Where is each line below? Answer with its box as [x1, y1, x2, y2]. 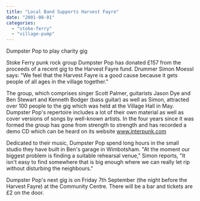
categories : [6, 20, 36, 26]
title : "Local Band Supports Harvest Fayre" [6, 8, 119, 15]
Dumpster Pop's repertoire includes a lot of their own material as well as [6, 109, 184, 116]
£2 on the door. [6, 189, 44, 196]
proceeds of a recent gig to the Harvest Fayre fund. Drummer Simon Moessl [6, 65, 194, 72]
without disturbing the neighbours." [6, 165, 94, 172]
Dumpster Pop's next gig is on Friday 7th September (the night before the [6, 176, 187, 184]
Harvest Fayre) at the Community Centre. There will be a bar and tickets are [6, 183, 193, 190]
